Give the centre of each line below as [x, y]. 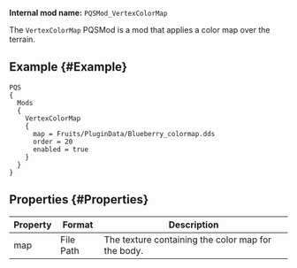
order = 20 [53, 142]
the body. [124, 250]
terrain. [22, 39]
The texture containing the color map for [188, 240]
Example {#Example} [69, 67]
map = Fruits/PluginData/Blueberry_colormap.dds [124, 134]
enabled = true [61, 149]
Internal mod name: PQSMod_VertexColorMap [88, 13]
